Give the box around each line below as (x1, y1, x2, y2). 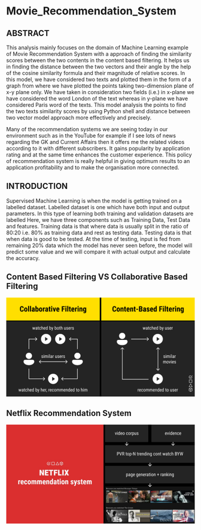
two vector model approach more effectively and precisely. (6, 114, 152, 121)
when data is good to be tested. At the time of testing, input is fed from (6, 235, 181, 242)
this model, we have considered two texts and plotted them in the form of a (6, 76, 191, 83)
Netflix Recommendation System (6, 408, 132, 418)
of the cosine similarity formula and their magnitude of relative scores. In (6, 70, 185, 76)
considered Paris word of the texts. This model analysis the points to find (6, 101, 187, 109)
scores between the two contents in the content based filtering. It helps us (6, 57, 190, 64)
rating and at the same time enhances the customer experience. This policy (6, 151, 193, 158)
